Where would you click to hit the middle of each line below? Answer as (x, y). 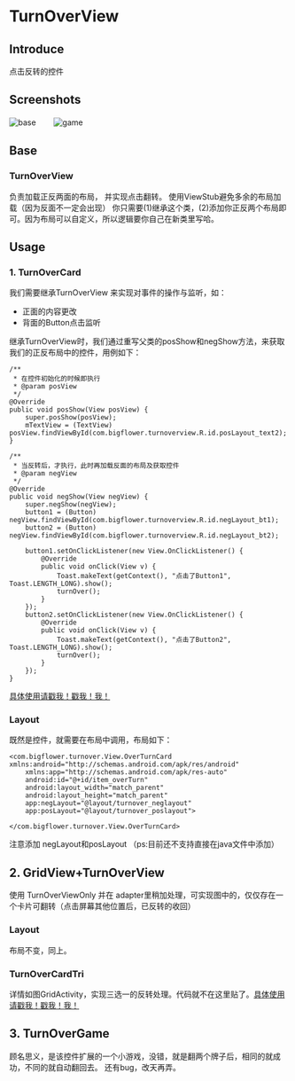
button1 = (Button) (61, 513)
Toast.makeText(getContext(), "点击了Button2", (144, 640)
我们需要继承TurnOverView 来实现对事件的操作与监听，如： (118, 293)
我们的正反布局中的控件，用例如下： (75, 353)
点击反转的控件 (36, 71)
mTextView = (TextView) (69, 426)
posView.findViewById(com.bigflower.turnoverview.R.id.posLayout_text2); (148, 433)
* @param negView (45, 474)
